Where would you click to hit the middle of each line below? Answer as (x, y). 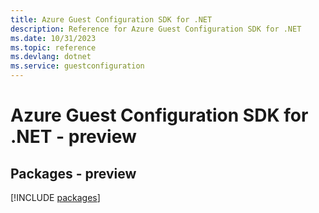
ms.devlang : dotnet (51, 57)
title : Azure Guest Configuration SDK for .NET (111, 19)
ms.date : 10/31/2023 (53, 38)
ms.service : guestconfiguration (77, 66)
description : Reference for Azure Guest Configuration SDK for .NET (156, 29)
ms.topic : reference (53, 47)
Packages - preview (73, 173)
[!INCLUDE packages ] (55, 197)
